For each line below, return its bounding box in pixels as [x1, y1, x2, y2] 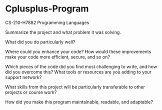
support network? [5, 74, 42, 80]
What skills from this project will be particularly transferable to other [5, 83, 145, 90]
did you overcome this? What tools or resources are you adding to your [5, 68, 151, 75]
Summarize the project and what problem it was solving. [5, 29, 121, 35]
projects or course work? [5, 89, 57, 95]
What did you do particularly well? [5, 38, 75, 45]
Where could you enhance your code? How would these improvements [5, 48, 151, 54]
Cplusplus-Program [5, 3, 89, 14]
